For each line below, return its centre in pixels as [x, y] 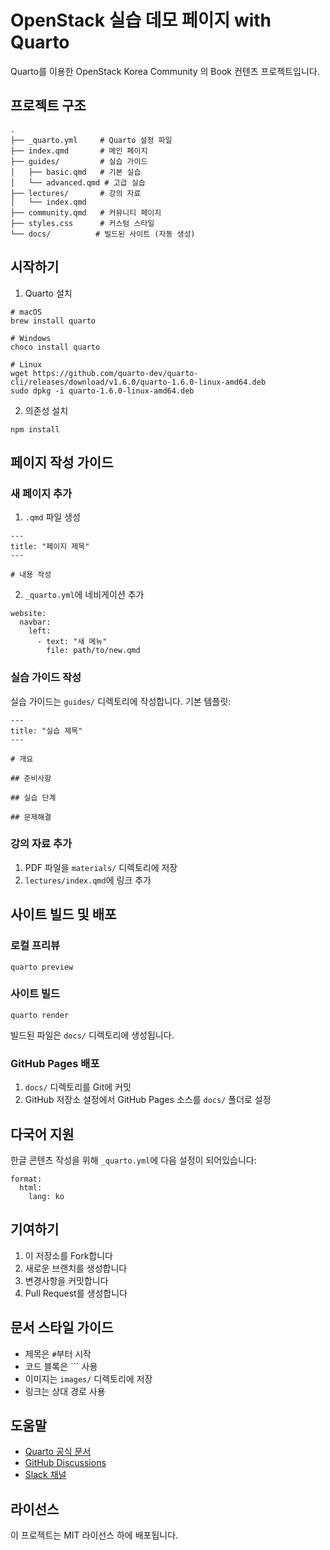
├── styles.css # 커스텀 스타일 [82, 223]
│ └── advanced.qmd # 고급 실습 [78, 182]
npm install [35, 429]
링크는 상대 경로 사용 [65, 1391]
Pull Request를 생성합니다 [76, 1293]
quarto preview [42, 967]
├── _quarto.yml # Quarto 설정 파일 [91, 140]
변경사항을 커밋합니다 [66, 1280]
